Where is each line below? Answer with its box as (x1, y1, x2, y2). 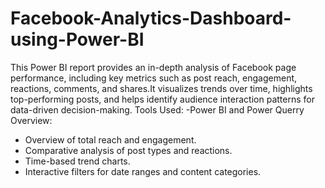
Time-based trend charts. (24, 155, 131, 167)
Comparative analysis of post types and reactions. (24, 144, 233, 156)
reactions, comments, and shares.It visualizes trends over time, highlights (10, 82, 313, 94)
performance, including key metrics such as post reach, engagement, (10, 72, 298, 84)
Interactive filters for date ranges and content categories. (24, 165, 262, 177)
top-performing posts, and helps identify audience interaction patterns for (10, 93, 315, 105)
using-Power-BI (10, 28, 145, 51)
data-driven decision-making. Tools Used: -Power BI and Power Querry (10, 103, 305, 116)
